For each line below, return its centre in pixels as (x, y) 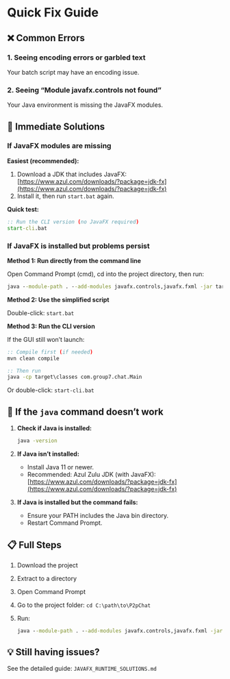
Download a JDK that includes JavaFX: (72, 174)
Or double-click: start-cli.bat (51, 390)
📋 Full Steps (34, 545)
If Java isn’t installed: (48, 454)
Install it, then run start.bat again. (65, 196)
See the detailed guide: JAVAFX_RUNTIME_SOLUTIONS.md (82, 669)
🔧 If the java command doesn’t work (86, 411)
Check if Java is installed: (54, 428)
